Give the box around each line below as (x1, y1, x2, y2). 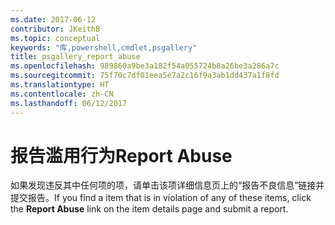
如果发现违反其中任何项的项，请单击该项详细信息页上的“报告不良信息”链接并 (10, 179, 325, 191)
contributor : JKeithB (10, 24, 101, 34)
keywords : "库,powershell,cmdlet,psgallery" (10, 42, 198, 53)
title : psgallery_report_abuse (10, 52, 141, 62)
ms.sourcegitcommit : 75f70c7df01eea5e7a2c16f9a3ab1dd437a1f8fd (10, 71, 280, 81)
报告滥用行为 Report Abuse (10, 144, 233, 167)
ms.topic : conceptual (10, 33, 101, 43)
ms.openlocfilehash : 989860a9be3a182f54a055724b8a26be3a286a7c (10, 61, 280, 71)
